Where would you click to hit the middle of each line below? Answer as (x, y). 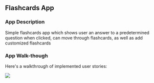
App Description (25, 22)
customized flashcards (28, 43)
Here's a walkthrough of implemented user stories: (56, 66)
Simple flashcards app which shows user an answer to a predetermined (77, 32)
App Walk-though (26, 56)
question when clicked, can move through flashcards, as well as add (74, 38)
